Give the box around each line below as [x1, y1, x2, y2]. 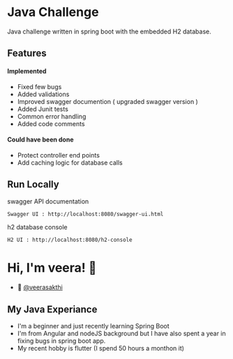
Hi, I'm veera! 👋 [7, 260, 97, 276]
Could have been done [7, 135, 74, 144]
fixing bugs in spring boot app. [17, 337, 106, 345]
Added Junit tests [17, 105, 68, 113]
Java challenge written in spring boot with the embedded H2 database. [7, 27, 211, 36]
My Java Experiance [7, 303, 98, 315]
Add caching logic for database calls [17, 158, 123, 167]
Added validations [17, 90, 70, 98]
